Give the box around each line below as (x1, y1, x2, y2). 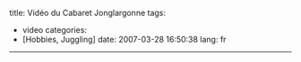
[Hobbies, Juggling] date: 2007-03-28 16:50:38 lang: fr (21, 35, 227, 44)
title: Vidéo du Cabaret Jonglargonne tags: (9, 8, 167, 18)
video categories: (21, 25, 88, 35)
